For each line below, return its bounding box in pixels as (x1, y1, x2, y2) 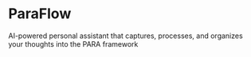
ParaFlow (8, 5, 72, 23)
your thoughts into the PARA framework (8, 39, 139, 48)
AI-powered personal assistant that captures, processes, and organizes (8, 31, 243, 40)
